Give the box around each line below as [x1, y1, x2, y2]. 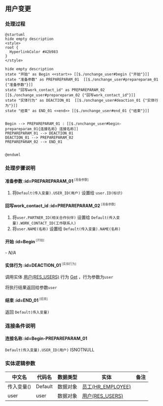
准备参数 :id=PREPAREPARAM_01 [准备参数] [5, 177, 89, 184]
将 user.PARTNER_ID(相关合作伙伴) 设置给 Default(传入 [12, 214, 116, 220]
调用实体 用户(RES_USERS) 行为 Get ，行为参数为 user [5, 274, 113, 280]
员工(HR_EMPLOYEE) [81, 383, 132, 390]
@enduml [5, 152, 21, 157]
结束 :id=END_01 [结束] [5, 296, 48, 303]
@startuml [5, 32, 26, 37]
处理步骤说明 [5, 164, 36, 171]
